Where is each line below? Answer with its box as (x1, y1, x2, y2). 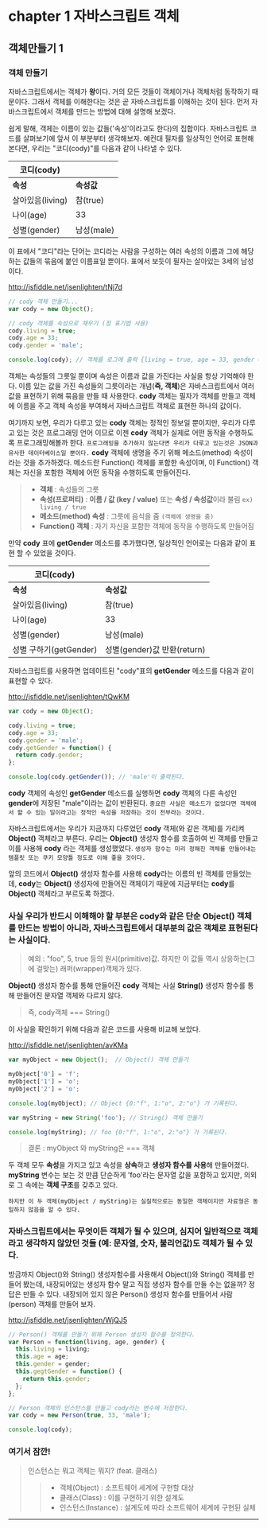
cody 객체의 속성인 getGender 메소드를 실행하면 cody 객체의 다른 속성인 (8, 788, 238, 798)
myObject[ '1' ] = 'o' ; (8, 1078, 80, 1086)
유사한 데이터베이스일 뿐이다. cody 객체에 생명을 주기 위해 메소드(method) (8, 448, 232, 457)
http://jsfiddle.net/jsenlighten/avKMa (8, 1040, 129, 1050)
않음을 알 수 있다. (27, 1206, 81, 1214)
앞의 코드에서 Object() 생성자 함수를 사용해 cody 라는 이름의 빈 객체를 (8, 869, 225, 878)
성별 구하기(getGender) (12, 644, 98, 655)
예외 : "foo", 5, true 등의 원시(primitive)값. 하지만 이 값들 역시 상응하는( (27, 954, 249, 963)
